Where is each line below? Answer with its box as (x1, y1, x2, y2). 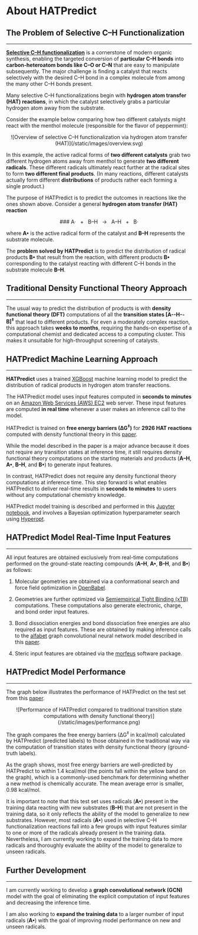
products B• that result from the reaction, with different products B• (6, 254, 170, 261)
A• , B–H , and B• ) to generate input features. (6, 461, 113, 468)
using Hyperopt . (6, 515, 45, 522)
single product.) (6, 183, 45, 190)
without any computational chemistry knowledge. (6, 491, 126, 498)
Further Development (6, 865, 87, 875)
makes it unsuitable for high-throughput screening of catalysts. (6, 337, 160, 344)
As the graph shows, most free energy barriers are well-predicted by (6, 761, 173, 768)
